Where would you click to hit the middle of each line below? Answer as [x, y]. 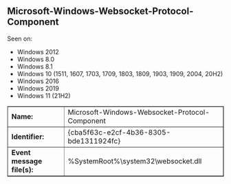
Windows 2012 [38, 51]
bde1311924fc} [94, 141]
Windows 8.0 [36, 59]
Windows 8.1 [35, 66]
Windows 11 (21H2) [44, 95]
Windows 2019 [38, 88]
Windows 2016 [38, 81]
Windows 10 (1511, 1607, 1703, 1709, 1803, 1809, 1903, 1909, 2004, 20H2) [120, 73]
